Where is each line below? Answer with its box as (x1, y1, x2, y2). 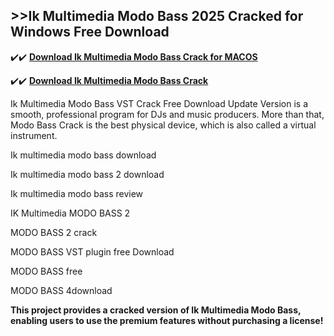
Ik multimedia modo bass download (10, 149, 157, 161)
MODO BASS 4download (10, 284, 113, 296)
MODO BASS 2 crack (10, 226, 98, 238)
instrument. (10, 129, 58, 141)
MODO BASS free (10, 265, 83, 277)
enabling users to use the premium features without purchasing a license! (10, 314, 324, 326)
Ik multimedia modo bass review (10, 187, 144, 199)
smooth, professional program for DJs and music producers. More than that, (10, 108, 325, 120)
